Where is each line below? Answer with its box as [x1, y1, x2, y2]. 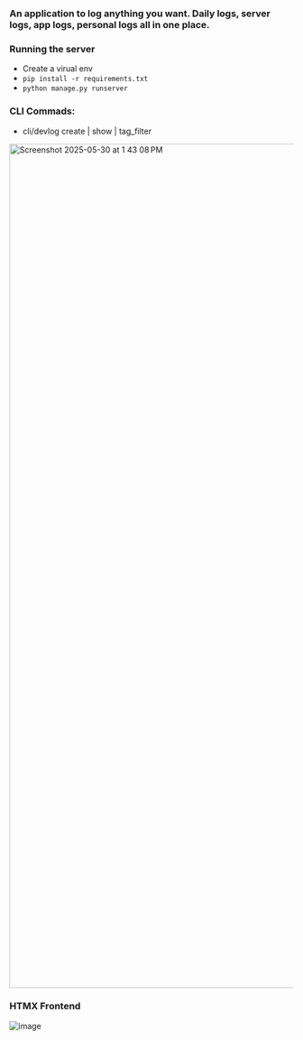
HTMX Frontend [9, 1000, 81, 1013]
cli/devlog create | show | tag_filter [22, 125, 151, 136]
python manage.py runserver [22, 84, 128, 93]
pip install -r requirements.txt [22, 75, 149, 84]
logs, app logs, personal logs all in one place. [9, 18, 210, 31]
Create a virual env [22, 63, 93, 74]
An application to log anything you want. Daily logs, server [9, 7, 271, 20]
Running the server [9, 42, 96, 55]
